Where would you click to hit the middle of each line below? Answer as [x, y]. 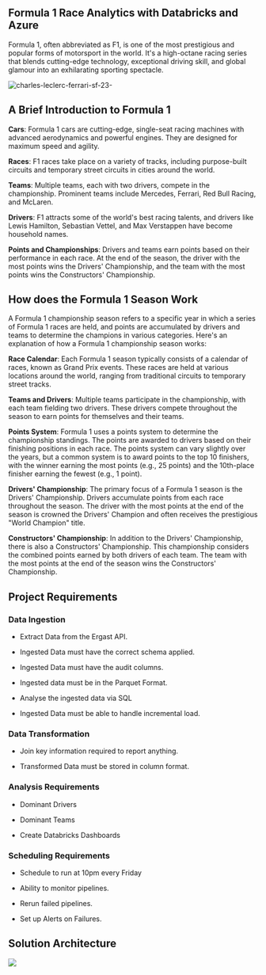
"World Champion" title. [47, 523]
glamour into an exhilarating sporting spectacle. [86, 70]
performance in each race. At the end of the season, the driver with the [124, 257]
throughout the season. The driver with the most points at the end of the [126, 506]
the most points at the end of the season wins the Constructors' [112, 564]
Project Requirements [63, 597]
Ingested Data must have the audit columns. [91, 668]
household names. [38, 234]
